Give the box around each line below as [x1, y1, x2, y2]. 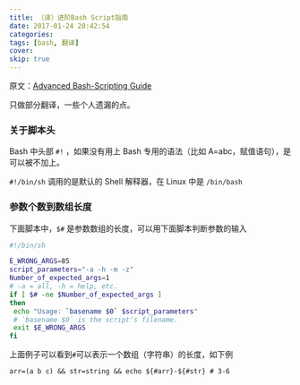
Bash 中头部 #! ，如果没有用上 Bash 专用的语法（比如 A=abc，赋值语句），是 [9, 146, 291, 157]
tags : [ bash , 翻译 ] [9, 38, 80, 47]
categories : [9, 30, 54, 38]
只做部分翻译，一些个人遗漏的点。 [9, 99, 135, 110]
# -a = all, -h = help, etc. [9, 282, 118, 291]
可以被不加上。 [9, 158, 64, 168]
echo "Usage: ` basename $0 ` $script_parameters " [13, 306, 199, 316]
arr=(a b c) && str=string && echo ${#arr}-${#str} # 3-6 [9, 367, 230, 376]
